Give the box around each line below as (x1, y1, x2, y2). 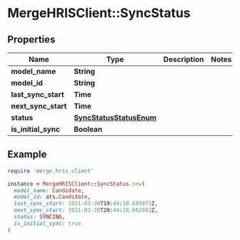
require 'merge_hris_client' (7, 167, 94, 174)
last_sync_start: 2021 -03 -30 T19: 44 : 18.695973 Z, (14, 200, 159, 207)
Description (163, 55, 204, 64)
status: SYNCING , (14, 214, 66, 221)
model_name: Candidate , (14, 187, 84, 194)
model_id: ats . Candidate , (14, 194, 91, 201)
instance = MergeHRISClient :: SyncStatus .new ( (7, 180, 145, 187)
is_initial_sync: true (14, 219, 81, 227)
